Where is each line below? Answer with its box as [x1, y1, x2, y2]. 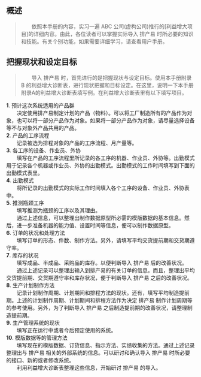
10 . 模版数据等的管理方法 [6, 334, 68, 341]
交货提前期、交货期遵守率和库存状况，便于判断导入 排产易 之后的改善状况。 [6, 274, 193, 281]
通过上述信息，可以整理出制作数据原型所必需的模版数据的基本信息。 [17, 214, 184, 221]
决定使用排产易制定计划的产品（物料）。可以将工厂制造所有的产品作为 [17, 109, 187, 116]
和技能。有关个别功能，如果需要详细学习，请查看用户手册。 [20, 38, 168, 45]
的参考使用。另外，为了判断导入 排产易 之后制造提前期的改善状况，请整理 [6, 304, 187, 311]
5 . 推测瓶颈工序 [6, 199, 44, 206]
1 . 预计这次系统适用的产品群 [6, 101, 75, 109]
